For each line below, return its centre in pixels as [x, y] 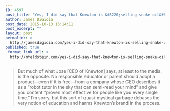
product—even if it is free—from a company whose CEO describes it [89, 82]
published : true [22, 47]
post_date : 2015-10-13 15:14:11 [39, 24]
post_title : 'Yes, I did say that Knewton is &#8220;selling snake [78, 15]
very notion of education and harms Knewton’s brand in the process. [89, 103]
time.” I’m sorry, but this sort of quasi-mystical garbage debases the [89, 98]
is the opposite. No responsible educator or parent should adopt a [86, 77]
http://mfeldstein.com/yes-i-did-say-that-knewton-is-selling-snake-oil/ [89, 57]
